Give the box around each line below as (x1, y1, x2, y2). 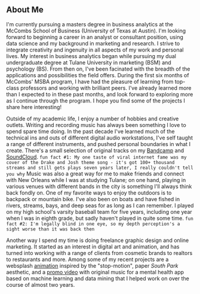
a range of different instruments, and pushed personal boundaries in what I (6, 140, 191, 147)
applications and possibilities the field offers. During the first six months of (6, 71, 189, 78)
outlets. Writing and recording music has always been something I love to (6, 121, 186, 128)
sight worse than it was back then (6, 226, 95, 232)
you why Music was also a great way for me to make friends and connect (6, 170, 184, 177)
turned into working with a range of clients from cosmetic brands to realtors (6, 249, 193, 256)
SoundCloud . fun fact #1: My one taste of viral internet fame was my (6, 153, 187, 160)
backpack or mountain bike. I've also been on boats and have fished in (6, 195, 180, 202)
